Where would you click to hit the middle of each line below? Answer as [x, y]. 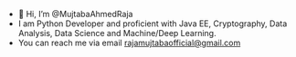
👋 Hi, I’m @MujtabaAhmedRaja [75, 14]
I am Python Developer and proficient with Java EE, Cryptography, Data [153, 24]
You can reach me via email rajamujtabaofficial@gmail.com [129, 43]
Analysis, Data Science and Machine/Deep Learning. [117, 33]
